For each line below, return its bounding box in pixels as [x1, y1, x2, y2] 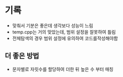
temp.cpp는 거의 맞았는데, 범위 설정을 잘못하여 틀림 [12, 29, 116, 35]
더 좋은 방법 [5, 52, 39, 60]
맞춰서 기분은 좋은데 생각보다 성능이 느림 [12, 22, 93, 29]
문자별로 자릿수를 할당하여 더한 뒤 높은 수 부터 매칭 [12, 66, 114, 72]
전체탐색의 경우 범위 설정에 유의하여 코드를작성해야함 [12, 35, 118, 41]
